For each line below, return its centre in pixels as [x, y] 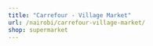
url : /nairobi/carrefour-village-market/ [77, 23]
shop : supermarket [38, 30]
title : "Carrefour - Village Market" [70, 15]
